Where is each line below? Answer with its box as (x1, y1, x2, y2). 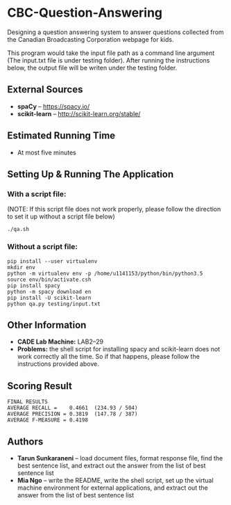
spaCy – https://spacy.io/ (17, 102, 90, 111)
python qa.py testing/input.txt (7, 300, 101, 307)
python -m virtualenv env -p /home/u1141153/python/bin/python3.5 (7, 270, 203, 277)
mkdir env (7, 264, 36, 271)
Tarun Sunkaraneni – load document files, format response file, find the (17, 454, 223, 462)
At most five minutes (17, 148, 76, 157)
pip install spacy (7, 282, 60, 289)
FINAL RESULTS (7, 399, 49, 406)
